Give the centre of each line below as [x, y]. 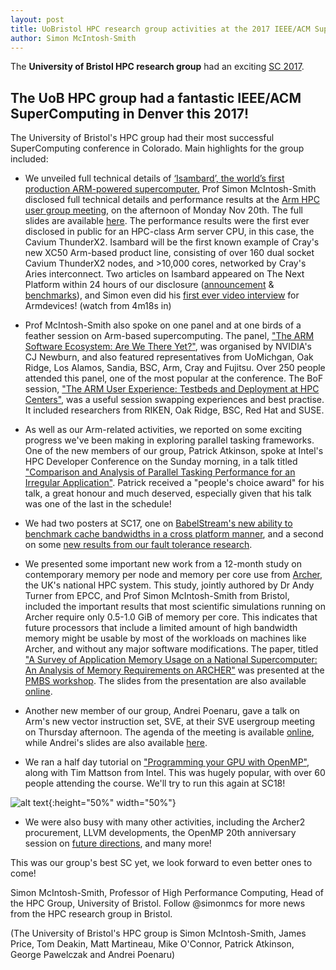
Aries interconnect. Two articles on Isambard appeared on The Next [164, 274]
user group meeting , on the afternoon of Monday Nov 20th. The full [163, 210]
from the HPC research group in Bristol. [91, 914]
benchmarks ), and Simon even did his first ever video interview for [162, 295]
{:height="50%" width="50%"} [112, 803]
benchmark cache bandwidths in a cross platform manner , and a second [174, 534]
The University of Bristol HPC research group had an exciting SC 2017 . [157, 67]
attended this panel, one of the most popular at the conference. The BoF [174, 378]
